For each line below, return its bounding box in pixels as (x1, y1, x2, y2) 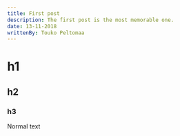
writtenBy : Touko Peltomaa (7, 29, 85, 36)
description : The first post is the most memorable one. (7, 16, 174, 23)
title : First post (7, 10, 60, 17)
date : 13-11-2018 (7, 23, 57, 30)
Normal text (7, 122, 41, 131)
